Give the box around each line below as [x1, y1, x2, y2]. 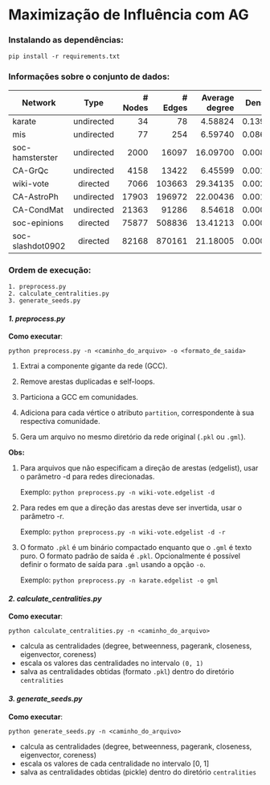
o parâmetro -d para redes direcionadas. [19, 472, 155, 482]
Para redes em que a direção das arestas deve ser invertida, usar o [19, 503, 243, 512]
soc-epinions [12, 217, 64, 228]
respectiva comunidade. [19, 417, 100, 426]
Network [22, 97, 56, 108]
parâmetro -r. [19, 512, 64, 521]
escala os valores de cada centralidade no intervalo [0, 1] [19, 758, 210, 768]
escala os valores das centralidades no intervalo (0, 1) [19, 658, 204, 668]
